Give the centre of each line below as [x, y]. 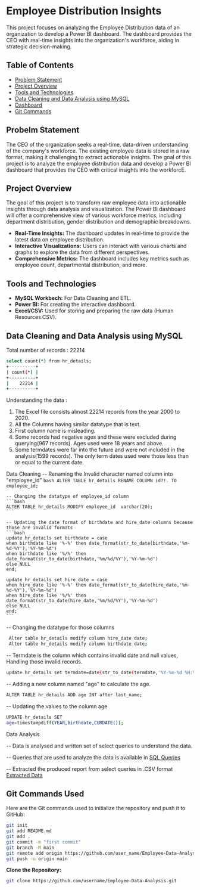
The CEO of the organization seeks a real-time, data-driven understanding [97, 144]
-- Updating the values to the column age [57, 706]
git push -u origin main [37, 859]
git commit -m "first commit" [44, 842]
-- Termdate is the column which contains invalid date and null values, [92, 655]
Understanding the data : [37, 400]
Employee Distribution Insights [84, 11]
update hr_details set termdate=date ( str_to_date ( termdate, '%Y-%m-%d [94, 672]
